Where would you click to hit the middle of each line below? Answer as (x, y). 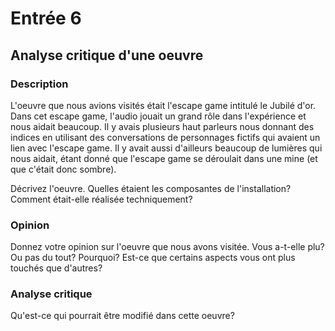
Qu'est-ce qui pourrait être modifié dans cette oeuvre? (122, 316)
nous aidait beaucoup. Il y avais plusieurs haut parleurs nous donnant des (162, 126)
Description (39, 84)
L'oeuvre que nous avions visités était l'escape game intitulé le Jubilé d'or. (163, 105)
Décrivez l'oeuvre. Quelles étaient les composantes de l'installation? (151, 188)
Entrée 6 (46, 18)
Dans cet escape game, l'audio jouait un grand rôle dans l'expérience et (158, 116)
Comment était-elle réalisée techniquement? (101, 199)
